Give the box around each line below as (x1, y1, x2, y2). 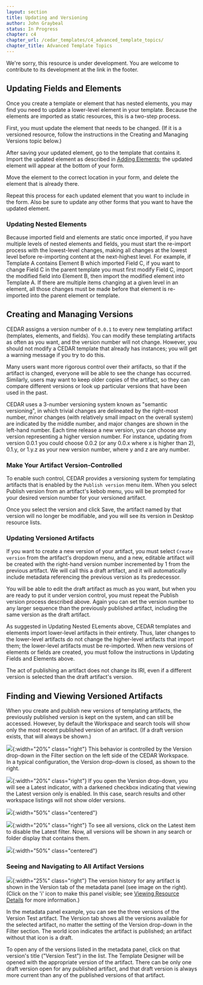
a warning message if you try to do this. (6, 351, 105, 358)
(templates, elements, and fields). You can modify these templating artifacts (6, 332, 196, 339)
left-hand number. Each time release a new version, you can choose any (6, 426, 187, 434)
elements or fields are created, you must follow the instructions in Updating (6, 649, 195, 656)
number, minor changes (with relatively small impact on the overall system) (6, 414, 194, 421)
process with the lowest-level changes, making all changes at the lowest (6, 247, 187, 254)
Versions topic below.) (6, 137, 62, 145)
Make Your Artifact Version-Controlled (6, 461, 122, 469)
